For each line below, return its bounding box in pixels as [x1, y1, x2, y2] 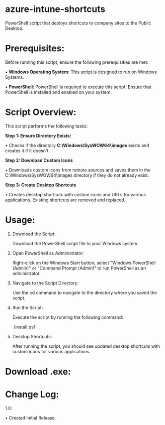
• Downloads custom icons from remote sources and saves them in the [5, 167, 151, 173]
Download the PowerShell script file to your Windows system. [12, 240, 139, 246]
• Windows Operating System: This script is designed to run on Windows [5, 69, 157, 75]
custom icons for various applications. [12, 348, 91, 354]
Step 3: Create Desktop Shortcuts [5, 182, 77, 188]
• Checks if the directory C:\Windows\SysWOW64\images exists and [5, 142, 150, 148]
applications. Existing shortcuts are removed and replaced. [5, 197, 126, 203]
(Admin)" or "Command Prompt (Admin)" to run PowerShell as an [12, 265, 146, 271]
